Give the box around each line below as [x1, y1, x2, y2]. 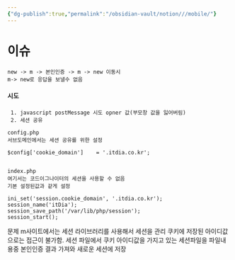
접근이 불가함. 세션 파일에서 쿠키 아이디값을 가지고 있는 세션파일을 [25, 235, 207, 244]
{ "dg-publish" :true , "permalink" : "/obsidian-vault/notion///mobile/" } [7, 10, 217, 18]
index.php [7, 167, 37, 174]
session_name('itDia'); [7, 201, 78, 208]
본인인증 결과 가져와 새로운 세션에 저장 [20, 244, 127, 253]
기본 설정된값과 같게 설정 [7, 182, 71, 190]
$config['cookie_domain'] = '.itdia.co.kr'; [7, 149, 151, 156]
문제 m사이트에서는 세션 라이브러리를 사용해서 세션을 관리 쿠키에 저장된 [7, 227, 204, 235]
